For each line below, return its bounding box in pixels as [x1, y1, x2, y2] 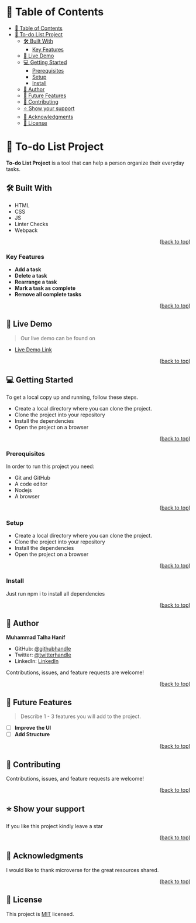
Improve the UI [14, 724, 51, 731]
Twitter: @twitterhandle [14, 651, 71, 658]
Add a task [14, 266, 42, 273]
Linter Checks [14, 220, 49, 227]
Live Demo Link [14, 346, 52, 353]
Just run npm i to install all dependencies [6, 590, 105, 597]
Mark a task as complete [14, 284, 76, 292]
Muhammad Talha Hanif [6, 634, 66, 641]
